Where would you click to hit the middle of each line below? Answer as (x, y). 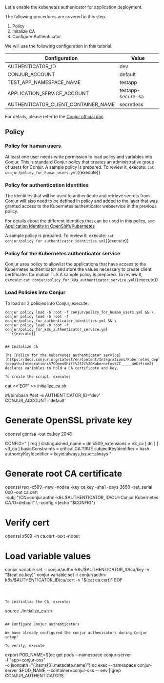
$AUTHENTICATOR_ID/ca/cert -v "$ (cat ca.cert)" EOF (68, 580)
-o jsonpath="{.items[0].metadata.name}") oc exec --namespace (71, 665)
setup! (12, 637)
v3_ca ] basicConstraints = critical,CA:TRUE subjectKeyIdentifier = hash (77, 448)
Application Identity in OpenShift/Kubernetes (50, 226)
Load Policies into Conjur (35, 292)
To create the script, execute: (38, 377)
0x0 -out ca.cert (21, 492)
